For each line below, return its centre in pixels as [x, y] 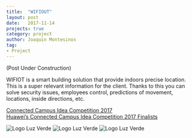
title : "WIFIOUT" [29, 12]
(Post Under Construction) [39, 68]
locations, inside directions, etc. [46, 98]
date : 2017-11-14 [31, 23]
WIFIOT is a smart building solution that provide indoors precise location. [96, 79]
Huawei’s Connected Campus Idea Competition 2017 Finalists [82, 116]
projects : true [25, 28]
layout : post [22, 17]
